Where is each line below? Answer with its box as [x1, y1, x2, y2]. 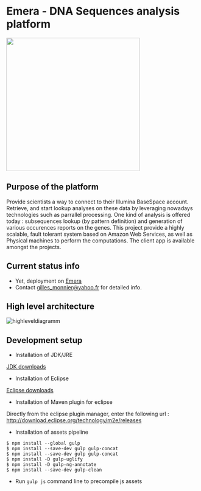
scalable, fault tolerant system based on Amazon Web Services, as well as [6, 230, 193, 238]
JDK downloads [6, 363, 46, 370]
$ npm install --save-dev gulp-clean [6, 467, 102, 473]
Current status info [6, 261, 80, 272]
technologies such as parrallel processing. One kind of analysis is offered [6, 211, 191, 218]
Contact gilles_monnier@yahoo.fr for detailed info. [15, 283, 142, 291]
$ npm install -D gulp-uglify [6, 456, 83, 462]
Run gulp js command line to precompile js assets [15, 478, 143, 485]
